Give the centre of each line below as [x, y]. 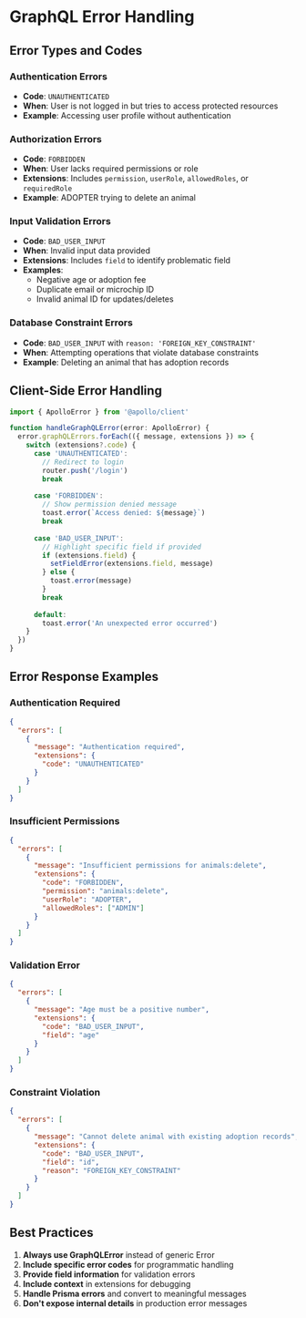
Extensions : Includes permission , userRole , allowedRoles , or [135, 179]
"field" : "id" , [71, 1162]
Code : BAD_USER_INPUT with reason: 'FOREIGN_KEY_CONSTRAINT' [139, 343]
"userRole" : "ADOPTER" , [87, 900]
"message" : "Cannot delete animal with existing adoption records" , [166, 1137]
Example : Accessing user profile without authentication [127, 115]
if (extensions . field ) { [89, 555]
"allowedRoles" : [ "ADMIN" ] [93, 908]
